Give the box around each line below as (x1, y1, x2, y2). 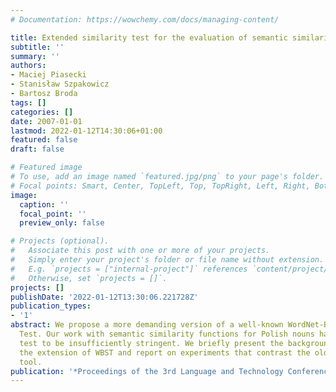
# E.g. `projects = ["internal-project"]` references (10, 264, 248, 274)
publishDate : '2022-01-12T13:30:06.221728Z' (10, 292, 199, 302)
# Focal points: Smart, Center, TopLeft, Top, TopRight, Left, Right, (10, 181, 311, 191)
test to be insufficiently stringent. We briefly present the (19, 338, 284, 348)
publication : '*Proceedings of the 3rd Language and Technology (10, 366, 284, 376)
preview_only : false (19, 218, 105, 228)
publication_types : (10, 301, 92, 311)
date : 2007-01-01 (10, 116, 83, 126)
